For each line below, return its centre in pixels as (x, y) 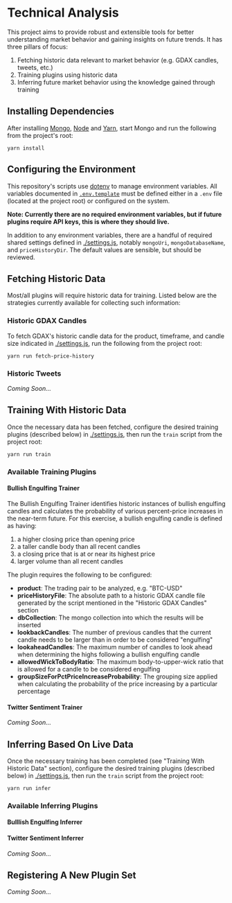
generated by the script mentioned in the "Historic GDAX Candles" (112, 603)
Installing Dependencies (61, 111)
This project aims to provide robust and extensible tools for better (101, 32)
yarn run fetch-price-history (51, 356)
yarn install (26, 148)
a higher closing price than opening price (76, 539)
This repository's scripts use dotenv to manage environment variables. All (112, 186)
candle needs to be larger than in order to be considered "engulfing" (115, 640)
